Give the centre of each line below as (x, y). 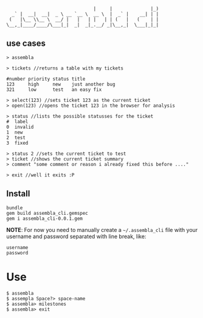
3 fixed (17, 143)
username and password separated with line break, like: (76, 236)
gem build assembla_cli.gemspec (47, 213)
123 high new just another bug (61, 84)
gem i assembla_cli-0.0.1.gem (45, 219)
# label (17, 121)
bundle (15, 208)
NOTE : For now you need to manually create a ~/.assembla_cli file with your (102, 229)
